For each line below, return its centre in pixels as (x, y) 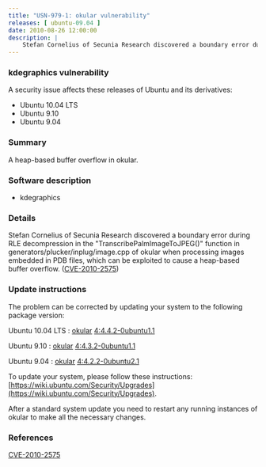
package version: (36, 315)
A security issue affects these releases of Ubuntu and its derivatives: (120, 90)
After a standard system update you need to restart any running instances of (133, 408)
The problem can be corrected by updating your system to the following (125, 306)
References (31, 438)
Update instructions (47, 290)
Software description (50, 180)
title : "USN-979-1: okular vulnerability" (79, 15)
